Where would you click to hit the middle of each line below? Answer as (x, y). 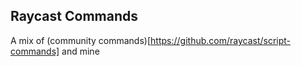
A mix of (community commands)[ (81, 40)
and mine (80, 51)
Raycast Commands (74, 16)
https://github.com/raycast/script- (221, 40)
